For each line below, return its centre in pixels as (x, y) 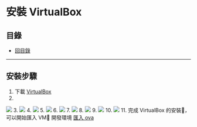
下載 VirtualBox (33, 91)
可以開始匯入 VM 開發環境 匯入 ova (50, 117)
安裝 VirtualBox (44, 12)
